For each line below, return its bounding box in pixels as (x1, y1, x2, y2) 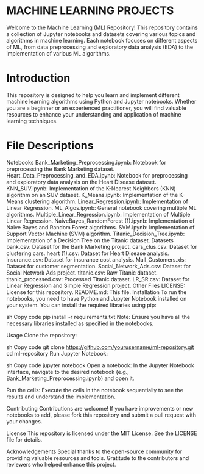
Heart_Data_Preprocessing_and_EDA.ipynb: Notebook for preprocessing (6, 171, 188, 179)
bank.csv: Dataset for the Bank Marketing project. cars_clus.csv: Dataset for (6, 243, 198, 250)
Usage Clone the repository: (6, 331, 77, 339)
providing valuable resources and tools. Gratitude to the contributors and (6, 454, 189, 461)
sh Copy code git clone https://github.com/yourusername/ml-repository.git (6, 343, 194, 351)
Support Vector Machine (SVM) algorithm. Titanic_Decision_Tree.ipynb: (6, 230, 185, 237)
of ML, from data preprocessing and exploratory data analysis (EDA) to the (6, 43, 194, 51)
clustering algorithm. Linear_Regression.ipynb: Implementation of (24, 198, 189, 205)
